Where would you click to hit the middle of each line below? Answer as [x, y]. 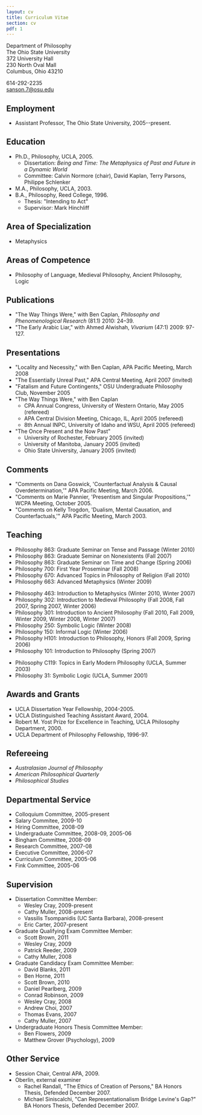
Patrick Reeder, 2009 [50, 950]
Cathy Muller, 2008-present [58, 912]
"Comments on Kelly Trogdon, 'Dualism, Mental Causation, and [93, 510]
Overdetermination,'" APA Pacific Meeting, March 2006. [84, 490]
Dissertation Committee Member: [56, 899]
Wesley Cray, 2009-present [58, 905]
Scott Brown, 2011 [46, 937]
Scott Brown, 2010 [47, 982]
